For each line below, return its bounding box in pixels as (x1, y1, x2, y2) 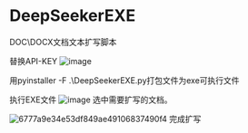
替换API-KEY (9, 55, 58, 66)
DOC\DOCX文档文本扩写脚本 (9, 36, 117, 47)
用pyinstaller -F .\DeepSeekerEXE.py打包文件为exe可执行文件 (9, 74, 240, 86)
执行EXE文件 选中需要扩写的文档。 (9, 94, 173, 105)
